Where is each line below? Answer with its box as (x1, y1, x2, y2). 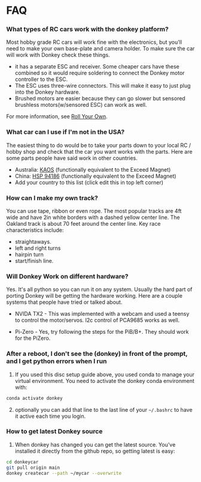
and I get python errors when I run (6, 357, 107, 366)
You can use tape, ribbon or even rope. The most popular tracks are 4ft (6, 208, 182, 215)
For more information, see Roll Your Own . (6, 113, 108, 120)
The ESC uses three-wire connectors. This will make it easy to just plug (14, 82, 191, 89)
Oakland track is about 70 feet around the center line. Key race (6, 220, 161, 227)
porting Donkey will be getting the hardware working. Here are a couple (6, 292, 182, 300)
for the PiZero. (14, 334, 51, 342)
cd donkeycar (6, 459, 39, 465)
